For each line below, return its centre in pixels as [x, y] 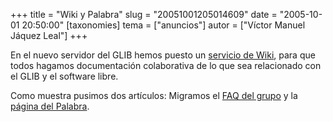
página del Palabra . [50, 106]
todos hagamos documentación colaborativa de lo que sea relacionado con [166, 65]
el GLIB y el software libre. [64, 76]
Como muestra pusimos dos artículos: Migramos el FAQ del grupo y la [154, 95]
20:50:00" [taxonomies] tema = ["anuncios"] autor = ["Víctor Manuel [163, 25]
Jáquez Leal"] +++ [49, 35]
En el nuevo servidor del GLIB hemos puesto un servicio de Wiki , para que [163, 55]
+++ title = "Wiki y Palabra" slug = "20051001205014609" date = [144, 14]
